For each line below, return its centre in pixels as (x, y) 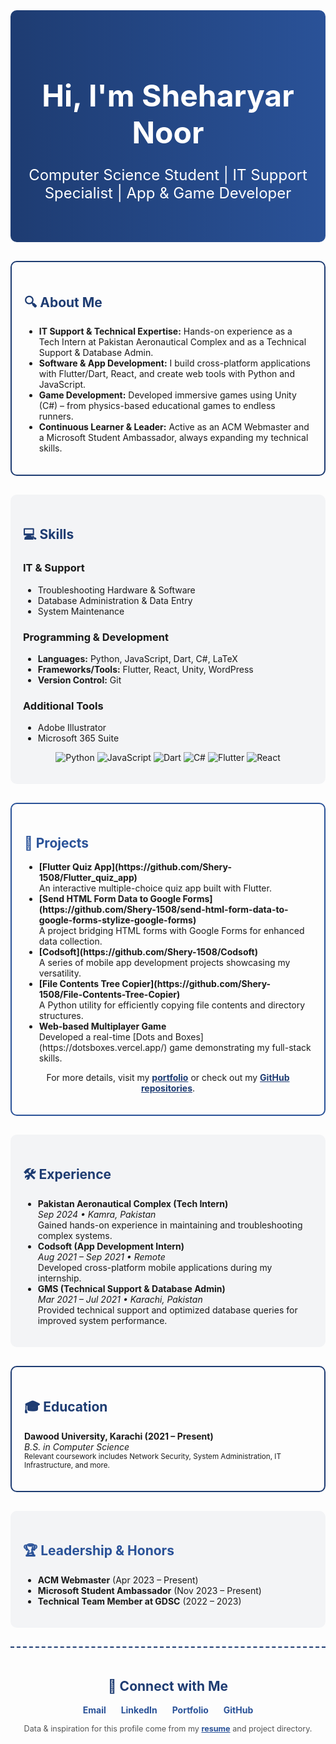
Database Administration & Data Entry (115, 600)
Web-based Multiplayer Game (102, 1026)
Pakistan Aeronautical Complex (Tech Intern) (133, 1203)
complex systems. (75, 1235)
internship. (59, 1278)
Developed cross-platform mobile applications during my (155, 1267)
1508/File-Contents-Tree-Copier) (109, 995)
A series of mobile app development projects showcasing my (164, 963)
